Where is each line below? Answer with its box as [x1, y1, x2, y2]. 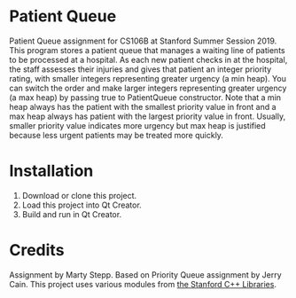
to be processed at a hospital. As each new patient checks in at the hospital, [9, 54, 288, 65]
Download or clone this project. [21, 190, 137, 200]
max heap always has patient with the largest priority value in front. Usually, [9, 111, 286, 122]
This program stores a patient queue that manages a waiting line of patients [9, 44, 285, 55]
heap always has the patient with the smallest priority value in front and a [9, 101, 277, 112]
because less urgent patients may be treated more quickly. [9, 129, 224, 140]
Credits [9, 240, 65, 261]
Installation [9, 161, 94, 181]
